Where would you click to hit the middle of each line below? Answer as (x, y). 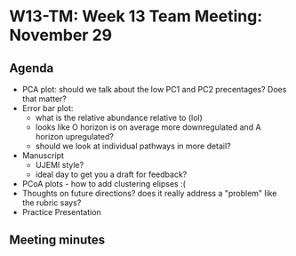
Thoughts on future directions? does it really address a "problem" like (149, 193)
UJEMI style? (60, 165)
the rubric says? (52, 203)
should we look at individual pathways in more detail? (133, 146)
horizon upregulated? (74, 136)
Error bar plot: (48, 108)
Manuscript (43, 156)
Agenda (32, 68)
